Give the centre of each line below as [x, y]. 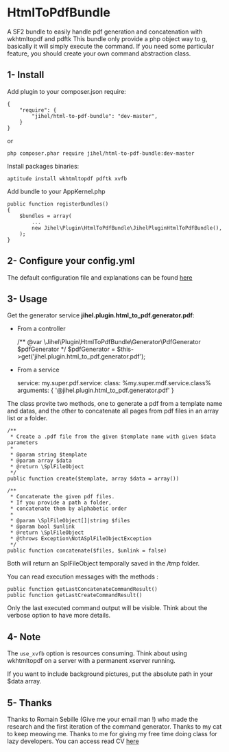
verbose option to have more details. [59, 616]
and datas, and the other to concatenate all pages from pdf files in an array [113, 411]
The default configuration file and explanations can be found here [100, 277]
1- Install [26, 75]
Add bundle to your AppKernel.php [56, 191]
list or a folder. [27, 418]
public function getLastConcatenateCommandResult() [82, 590]
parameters [23, 443]
